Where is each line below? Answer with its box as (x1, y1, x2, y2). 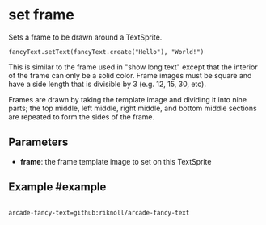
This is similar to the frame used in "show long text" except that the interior (8, 62, 258, 72)
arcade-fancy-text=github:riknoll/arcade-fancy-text (8, 208, 190, 217)
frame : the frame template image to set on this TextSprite (19, 156, 212, 166)
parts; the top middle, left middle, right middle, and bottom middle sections (8, 103, 257, 113)
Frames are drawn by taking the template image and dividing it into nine (8, 94, 247, 104)
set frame (8, 6, 74, 24)
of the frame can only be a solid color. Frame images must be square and (8, 70, 252, 80)
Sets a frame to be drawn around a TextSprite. (8, 32, 163, 42)
